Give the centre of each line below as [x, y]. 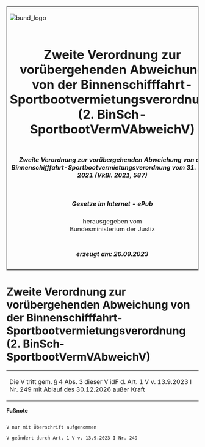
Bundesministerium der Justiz [113, 229]
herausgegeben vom [112, 222]
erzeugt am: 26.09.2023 [112, 254]
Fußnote [17, 410]
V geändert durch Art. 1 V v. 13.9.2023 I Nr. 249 [72, 438]
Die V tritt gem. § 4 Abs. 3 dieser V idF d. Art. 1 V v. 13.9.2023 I [101, 381]
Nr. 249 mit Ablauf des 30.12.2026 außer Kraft [77, 389]
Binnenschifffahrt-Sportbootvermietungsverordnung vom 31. [104, 167]
